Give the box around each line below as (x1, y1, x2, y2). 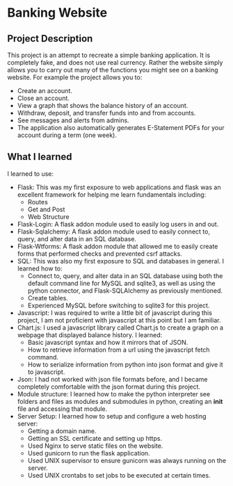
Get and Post (27, 205, 65, 213)
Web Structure (27, 212, 70, 220)
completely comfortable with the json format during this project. (17, 382, 200, 391)
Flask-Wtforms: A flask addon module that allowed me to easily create (17, 242, 218, 250)
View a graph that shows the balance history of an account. (17, 102, 188, 109)
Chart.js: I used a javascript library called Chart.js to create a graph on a (17, 323, 224, 332)
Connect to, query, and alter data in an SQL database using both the (27, 271, 223, 280)
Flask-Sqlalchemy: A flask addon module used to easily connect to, (17, 227, 211, 236)
